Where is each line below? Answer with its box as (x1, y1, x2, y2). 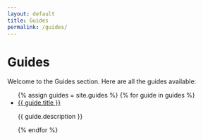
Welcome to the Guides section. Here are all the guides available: (7, 77, 197, 86)
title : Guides (7, 17, 49, 24)
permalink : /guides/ (7, 23, 68, 30)
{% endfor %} (17, 126, 59, 134)
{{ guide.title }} (17, 98, 61, 107)
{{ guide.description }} (17, 112, 83, 121)
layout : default (7, 10, 55, 18)
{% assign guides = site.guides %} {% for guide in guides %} (17, 91, 195, 100)
